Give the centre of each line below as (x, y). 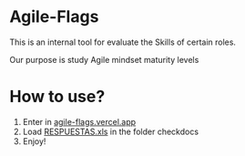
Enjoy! (34, 141)
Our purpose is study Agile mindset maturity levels (104, 59)
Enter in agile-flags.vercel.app (79, 121)
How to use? (57, 97)
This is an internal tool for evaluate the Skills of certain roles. (123, 42)
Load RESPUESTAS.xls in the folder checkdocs (110, 131)
